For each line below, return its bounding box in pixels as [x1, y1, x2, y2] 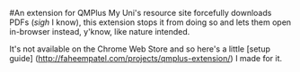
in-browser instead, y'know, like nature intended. [9, 27, 190, 36]
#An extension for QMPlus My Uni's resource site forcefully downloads [9, 8, 272, 18]
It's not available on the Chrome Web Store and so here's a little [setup [9, 44, 271, 54]
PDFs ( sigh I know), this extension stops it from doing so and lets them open [9, 17, 292, 28]
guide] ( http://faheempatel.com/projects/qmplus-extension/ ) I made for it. [9, 53, 283, 63]
